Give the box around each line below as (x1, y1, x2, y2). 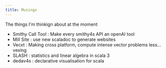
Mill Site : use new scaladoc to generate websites (12, 36, 116, 42)
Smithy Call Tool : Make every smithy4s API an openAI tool (12, 31, 135, 37)
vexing (12, 47, 27, 53)
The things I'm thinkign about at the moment (5, 21, 98, 27)
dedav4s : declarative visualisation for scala (12, 57, 105, 63)
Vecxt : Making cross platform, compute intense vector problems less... (12, 41, 161, 48)
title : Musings (5, 7, 37, 13)
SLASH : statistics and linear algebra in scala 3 (12, 52, 110, 58)
